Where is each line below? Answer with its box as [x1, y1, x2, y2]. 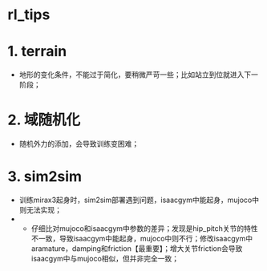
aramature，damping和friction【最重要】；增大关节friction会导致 [30, 244, 243, 253]
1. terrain [7, 42, 67, 61]
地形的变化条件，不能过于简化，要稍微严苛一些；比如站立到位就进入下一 [18, 70, 258, 79]
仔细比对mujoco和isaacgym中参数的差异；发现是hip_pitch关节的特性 [30, 224, 258, 233]
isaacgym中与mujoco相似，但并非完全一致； [30, 254, 180, 263]
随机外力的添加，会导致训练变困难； [18, 139, 140, 149]
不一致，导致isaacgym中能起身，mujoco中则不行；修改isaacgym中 [30, 234, 253, 243]
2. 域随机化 [7, 111, 81, 129]
